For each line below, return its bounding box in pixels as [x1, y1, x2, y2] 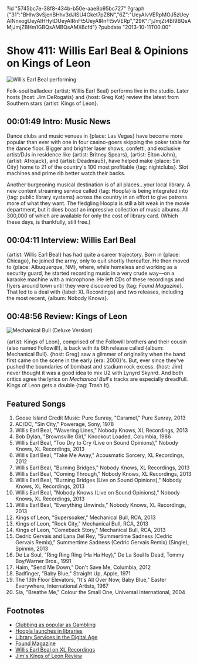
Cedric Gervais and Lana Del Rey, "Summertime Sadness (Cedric [15, 533, 172, 540]
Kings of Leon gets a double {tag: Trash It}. [6, 382, 111, 389]
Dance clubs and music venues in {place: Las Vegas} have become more [6, 132, 184, 139]
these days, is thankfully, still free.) [6, 218, 91, 225]
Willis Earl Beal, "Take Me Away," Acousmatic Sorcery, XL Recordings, [15, 452, 185, 459]
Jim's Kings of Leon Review [15, 653, 83, 659]
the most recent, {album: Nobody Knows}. [6, 294, 109, 301]
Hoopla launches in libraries [15, 628, 83, 635]
